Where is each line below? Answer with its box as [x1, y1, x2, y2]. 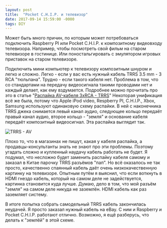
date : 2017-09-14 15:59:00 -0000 [5, 16, 75, 21]
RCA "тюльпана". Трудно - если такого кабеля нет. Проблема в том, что [5, 76, 159, 82]
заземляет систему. [5, 191, 48, 197]
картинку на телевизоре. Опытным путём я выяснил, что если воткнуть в [5, 170, 162, 176]
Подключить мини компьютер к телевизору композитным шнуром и [5, 66, 152, 72]
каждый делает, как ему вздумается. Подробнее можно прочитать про [5, 87, 158, 93]
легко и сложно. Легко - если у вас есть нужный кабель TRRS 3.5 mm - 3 [5, 71, 162, 77]
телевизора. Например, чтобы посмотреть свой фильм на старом [5, 45, 146, 51]
